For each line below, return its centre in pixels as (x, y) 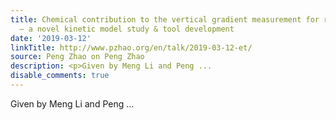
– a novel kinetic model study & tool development (127, 29)
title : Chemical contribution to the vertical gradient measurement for (165, 19)
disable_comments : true (60, 76)
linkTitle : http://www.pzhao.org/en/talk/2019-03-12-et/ (131, 47)
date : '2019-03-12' (51, 38)
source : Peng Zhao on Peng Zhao (77, 57)
